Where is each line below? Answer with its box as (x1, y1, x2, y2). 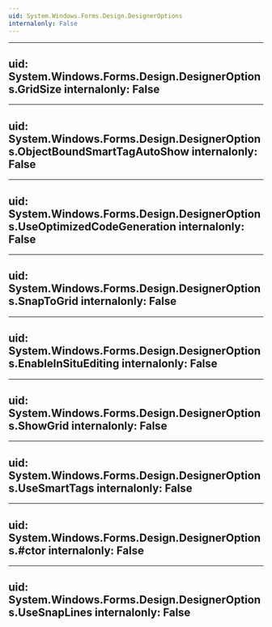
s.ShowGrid (8, 419, 70, 432)
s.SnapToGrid (8, 294, 79, 308)
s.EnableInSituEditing (8, 357, 120, 371)
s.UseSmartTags (8, 481, 95, 495)
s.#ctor (8, 543, 46, 557)
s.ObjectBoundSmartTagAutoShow (8, 144, 190, 158)
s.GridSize (8, 82, 62, 96)
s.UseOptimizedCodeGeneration (8, 220, 176, 234)
